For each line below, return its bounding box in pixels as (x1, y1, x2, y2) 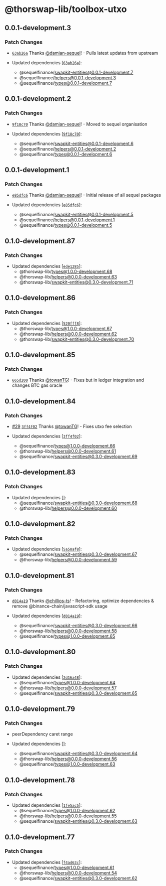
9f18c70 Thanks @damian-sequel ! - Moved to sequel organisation (11, 121, 147, 127)
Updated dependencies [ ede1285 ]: (11, 263, 82, 269)
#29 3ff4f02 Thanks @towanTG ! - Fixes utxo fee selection (11, 423, 132, 429)
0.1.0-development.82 (4, 520, 75, 528)
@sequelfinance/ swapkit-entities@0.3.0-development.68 (19, 500, 138, 506)
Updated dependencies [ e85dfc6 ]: (11, 202, 82, 208)
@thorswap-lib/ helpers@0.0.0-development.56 (19, 756, 117, 762)
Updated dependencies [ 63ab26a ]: (11, 59, 82, 66)
